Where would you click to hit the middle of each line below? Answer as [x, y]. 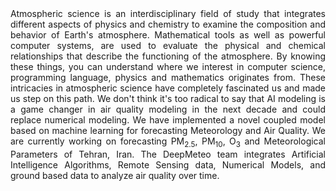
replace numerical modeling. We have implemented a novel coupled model [168, 120]
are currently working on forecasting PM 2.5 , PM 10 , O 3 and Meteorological [168, 142]
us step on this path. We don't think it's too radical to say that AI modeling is [168, 98]
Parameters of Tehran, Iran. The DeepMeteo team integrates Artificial [168, 154]
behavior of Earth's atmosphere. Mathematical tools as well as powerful [168, 35]
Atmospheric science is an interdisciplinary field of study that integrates [168, 13]
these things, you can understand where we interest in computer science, [168, 66]
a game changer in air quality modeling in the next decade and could [168, 109]
